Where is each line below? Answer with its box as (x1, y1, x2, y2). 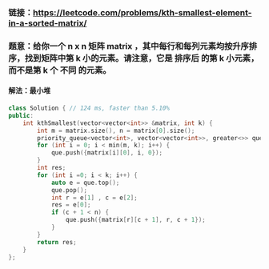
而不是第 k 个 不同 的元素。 (8, 64, 111, 75)
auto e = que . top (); (50, 179, 120, 187)
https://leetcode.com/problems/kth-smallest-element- (33, 6, 252, 18)
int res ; (37, 164, 66, 172)
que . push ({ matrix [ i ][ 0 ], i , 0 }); (50, 149, 163, 157)
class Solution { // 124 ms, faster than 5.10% (8, 104, 171, 113)
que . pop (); (50, 186, 88, 194)
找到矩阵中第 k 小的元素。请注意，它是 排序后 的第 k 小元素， (24, 52, 259, 63)
